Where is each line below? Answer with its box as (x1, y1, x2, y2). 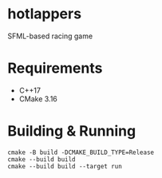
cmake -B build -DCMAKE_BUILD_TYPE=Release (7, 148, 155, 156)
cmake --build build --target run (7, 162, 123, 170)
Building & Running (7, 122, 136, 140)
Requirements (7, 59, 103, 77)
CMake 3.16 (18, 93, 57, 104)
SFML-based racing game (7, 31, 93, 41)
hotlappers (7, 5, 81, 23)
